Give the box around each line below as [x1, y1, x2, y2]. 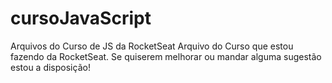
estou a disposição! [10, 61, 91, 73]
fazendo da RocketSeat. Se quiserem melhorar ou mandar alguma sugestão [10, 50, 322, 62]
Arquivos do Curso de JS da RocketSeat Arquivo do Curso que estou [10, 40, 294, 52]
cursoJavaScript [10, 7, 152, 30]
